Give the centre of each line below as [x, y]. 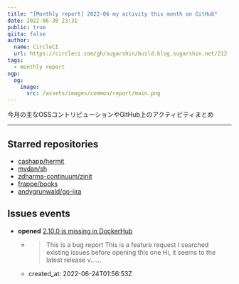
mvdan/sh [32, 169]
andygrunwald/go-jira [49, 191]
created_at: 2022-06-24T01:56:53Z [80, 273]
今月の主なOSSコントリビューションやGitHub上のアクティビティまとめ [111, 115]
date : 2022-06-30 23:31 [43, 21]
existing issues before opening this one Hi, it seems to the [131, 252]
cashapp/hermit [41, 161]
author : [19, 41]
